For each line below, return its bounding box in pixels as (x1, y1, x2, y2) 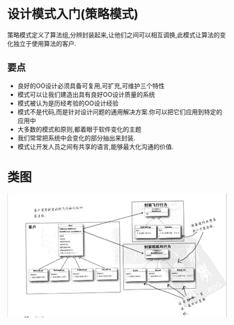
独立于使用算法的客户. (13, 39, 77, 47)
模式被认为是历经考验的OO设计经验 (17, 99, 119, 107)
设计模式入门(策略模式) (7, 6, 139, 22)
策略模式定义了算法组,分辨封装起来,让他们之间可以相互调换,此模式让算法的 (7, 31, 221, 39)
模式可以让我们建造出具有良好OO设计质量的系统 (17, 90, 155, 98)
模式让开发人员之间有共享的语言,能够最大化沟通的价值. (17, 142, 174, 150)
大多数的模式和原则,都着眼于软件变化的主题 (17, 125, 141, 133)
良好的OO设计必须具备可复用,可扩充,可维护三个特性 (17, 81, 165, 90)
